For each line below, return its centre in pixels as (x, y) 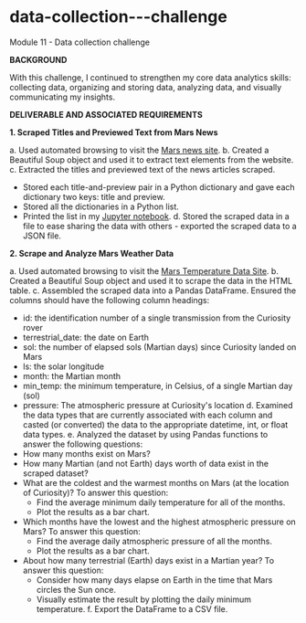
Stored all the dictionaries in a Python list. (101, 206)
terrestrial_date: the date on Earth (85, 337)
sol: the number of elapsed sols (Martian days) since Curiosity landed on (159, 347)
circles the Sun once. (76, 589)
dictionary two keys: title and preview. (94, 196)
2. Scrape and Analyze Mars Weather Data (92, 253)
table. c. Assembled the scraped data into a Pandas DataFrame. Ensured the (153, 290)
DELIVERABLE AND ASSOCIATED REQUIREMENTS (106, 114)
